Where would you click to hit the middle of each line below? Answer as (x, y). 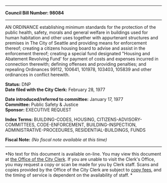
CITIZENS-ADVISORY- (120, 119)
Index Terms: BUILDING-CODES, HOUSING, (50, 119)
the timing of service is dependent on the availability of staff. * (69, 175)
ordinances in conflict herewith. (38, 75)
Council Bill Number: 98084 (35, 13)
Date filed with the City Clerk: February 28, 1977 (55, 90)
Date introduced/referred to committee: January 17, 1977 (64, 99)
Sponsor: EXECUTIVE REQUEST (38, 110)
